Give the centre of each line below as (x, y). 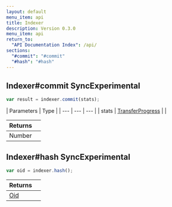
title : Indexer (25, 23)
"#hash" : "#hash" (33, 61)
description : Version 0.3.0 (41, 28)
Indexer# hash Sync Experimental (68, 157)
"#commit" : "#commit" (38, 56)
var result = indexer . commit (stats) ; (53, 100)
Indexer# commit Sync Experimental (73, 86)
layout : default (26, 12)
